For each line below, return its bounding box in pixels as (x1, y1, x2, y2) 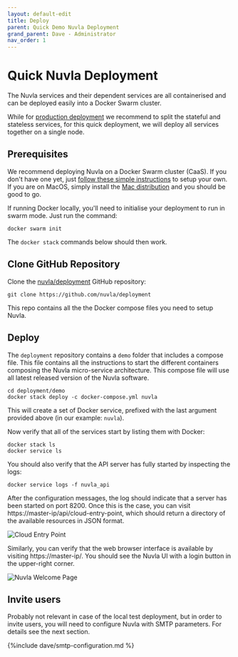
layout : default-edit (7, 10, 72, 18)
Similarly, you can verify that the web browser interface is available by (7, 544, 214, 552)
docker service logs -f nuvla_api (7, 481, 110, 488)
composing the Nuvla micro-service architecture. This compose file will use (7, 366, 229, 374)
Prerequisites (7, 148, 68, 160)
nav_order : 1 (7, 37, 46, 44)
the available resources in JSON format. (7, 516, 125, 524)
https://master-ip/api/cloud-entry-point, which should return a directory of (7, 509, 226, 517)
